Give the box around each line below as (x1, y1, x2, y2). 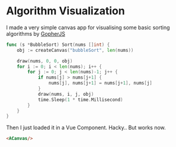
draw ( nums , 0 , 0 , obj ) (17, 58, 73, 64)
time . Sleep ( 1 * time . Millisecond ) (37, 96, 123, 102)
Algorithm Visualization (6, 4, 126, 18)
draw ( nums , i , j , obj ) (37, 91, 94, 97)
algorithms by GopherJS (6, 30, 65, 37)
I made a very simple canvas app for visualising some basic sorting (6, 24, 170, 31)
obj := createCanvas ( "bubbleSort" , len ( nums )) (17, 47, 134, 53)
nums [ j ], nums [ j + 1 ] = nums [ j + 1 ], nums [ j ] (48, 80, 152, 86)
